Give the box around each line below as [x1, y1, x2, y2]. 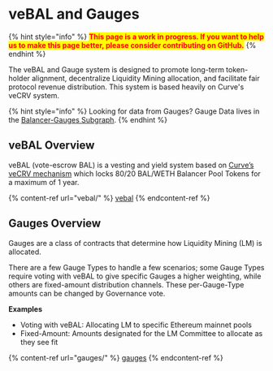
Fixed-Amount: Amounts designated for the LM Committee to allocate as [19, 328, 263, 338]
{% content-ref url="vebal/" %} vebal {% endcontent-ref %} [8, 192, 210, 203]
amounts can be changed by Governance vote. [8, 288, 166, 298]
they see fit [19, 337, 58, 347]
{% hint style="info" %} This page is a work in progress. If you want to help [8, 32, 264, 41]
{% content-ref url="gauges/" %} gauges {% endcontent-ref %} [8, 352, 223, 362]
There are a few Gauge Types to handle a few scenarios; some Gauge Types [8, 262, 265, 272]
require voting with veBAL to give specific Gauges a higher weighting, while [8, 271, 262, 281]
